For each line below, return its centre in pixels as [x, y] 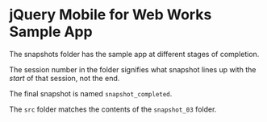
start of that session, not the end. [65, 78]
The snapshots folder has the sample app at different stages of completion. [134, 54]
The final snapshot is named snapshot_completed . [91, 93]
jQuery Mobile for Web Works [111, 15]
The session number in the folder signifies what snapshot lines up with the [133, 69]
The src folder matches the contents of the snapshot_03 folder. [113, 109]
